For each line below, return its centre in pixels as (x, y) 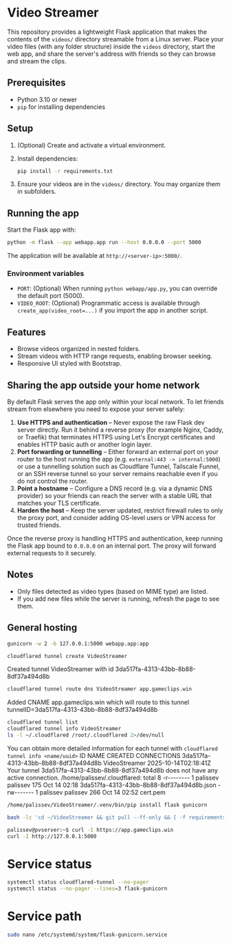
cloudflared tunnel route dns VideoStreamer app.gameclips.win (100, 689)
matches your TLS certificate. (59, 503)
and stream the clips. (37, 61)
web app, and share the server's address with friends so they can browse (111, 54)
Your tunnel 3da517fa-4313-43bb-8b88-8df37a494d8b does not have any (112, 770)
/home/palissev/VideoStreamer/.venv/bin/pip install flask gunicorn (107, 805)
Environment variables (46, 274)
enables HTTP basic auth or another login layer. (85, 445)
